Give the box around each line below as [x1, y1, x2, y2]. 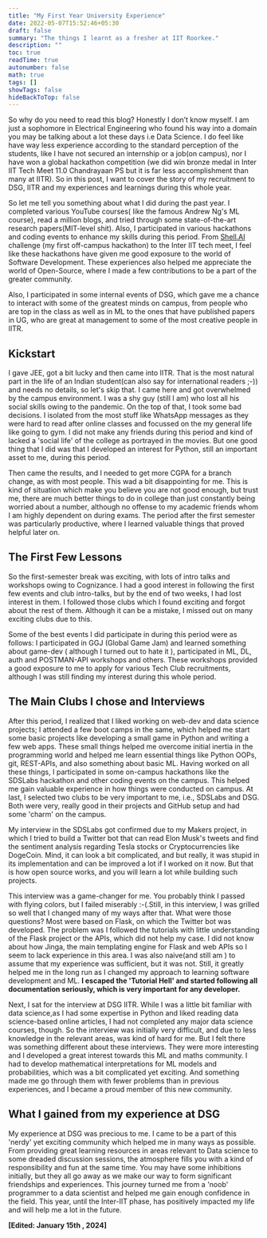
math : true [8, 71, 45, 79]
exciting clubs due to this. [8, 614, 93, 623]
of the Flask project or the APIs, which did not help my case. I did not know [8, 933, 254, 943]
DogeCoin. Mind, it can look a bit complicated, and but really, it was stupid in [8, 850, 260, 859]
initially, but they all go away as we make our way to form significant [8, 1171, 233, 1181]
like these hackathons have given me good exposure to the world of [8, 249, 231, 259]
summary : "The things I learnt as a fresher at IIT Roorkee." [8, 33, 219, 42]
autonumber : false [8, 64, 69, 72]
